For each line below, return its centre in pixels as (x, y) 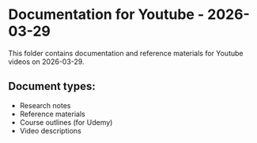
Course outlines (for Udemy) (66, 122)
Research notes (45, 105)
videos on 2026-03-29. (46, 62)
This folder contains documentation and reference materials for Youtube (126, 53)
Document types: (52, 87)
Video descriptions (50, 130)
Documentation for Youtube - (106, 15)
